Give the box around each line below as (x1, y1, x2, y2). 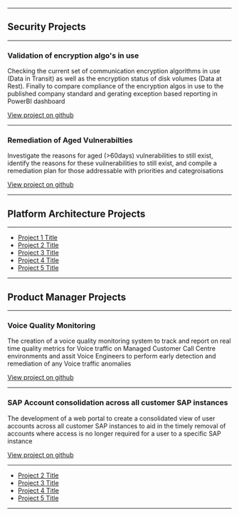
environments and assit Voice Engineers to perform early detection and (7, 352, 216, 361)
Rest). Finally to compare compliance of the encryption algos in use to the (7, 82, 224, 91)
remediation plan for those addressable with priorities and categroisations (7, 167, 224, 175)
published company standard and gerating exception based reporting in (7, 90, 218, 98)
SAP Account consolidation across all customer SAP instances (7, 398, 228, 408)
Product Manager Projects (7, 291, 127, 303)
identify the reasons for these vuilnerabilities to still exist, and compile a (7, 159, 217, 167)
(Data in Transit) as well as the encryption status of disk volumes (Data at (7, 74, 222, 83)
